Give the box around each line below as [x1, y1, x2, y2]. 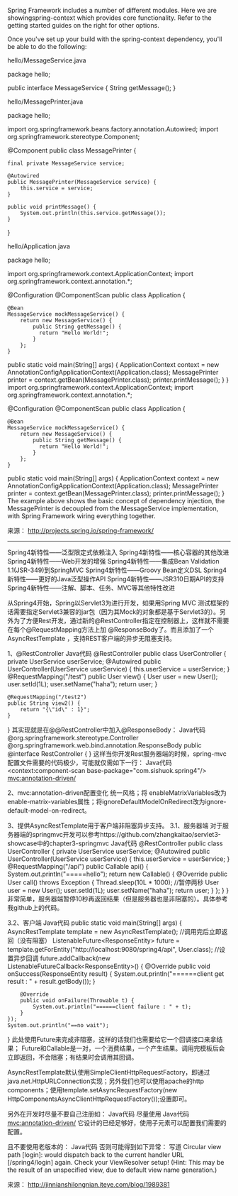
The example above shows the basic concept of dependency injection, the [7, 497, 225, 505]
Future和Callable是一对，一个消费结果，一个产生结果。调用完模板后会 [21, 1044, 225, 1053]
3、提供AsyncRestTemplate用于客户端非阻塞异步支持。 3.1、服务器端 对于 [7, 821, 223, 830]
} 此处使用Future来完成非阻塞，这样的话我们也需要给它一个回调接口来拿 [7, 1036, 217, 1043]
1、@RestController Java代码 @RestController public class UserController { [7, 649, 227, 657]
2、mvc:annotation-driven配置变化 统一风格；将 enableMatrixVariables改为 [7, 789, 227, 797]
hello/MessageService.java [7, 56, 86, 65]
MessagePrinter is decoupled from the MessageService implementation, [7, 504, 219, 512]
